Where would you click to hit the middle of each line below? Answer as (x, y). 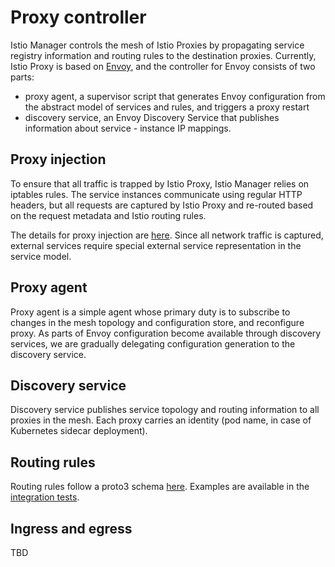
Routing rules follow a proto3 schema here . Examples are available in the (160, 487)
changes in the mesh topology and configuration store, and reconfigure (157, 322)
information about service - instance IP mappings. (128, 128)
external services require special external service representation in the (156, 245)
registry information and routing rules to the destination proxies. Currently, (163, 55)
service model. (41, 256)
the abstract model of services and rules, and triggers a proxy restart (167, 107)
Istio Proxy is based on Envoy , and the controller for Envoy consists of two (163, 66)
